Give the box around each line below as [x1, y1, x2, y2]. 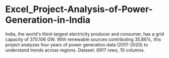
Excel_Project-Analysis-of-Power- [5, 4, 153, 15]
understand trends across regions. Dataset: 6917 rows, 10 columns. [5, 47, 145, 53]
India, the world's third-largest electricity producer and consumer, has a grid [5, 31, 164, 37]
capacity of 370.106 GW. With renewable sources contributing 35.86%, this [5, 36, 161, 42]
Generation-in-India [5, 14, 91, 26]
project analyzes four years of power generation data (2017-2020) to [5, 41, 148, 47]
